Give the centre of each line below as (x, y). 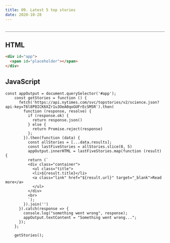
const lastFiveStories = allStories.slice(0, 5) (80, 147)
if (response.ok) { (48, 115)
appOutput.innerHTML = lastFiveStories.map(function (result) (95, 151)
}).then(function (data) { (52, 138)
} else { (37, 125)
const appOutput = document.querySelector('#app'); (61, 93)
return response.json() (57, 120)
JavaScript (23, 82)
